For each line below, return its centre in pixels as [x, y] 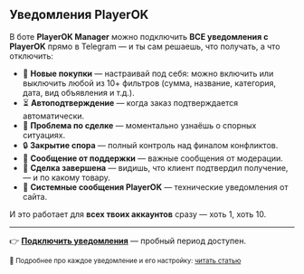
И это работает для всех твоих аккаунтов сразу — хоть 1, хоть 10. [138, 214]
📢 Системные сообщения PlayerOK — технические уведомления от [155, 187]
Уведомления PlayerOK [79, 15]
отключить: [32, 56]
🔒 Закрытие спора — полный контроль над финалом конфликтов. [150, 145]
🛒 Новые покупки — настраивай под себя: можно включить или [148, 73]
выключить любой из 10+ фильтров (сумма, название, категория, [149, 83]
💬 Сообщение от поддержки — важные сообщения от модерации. [152, 158]
